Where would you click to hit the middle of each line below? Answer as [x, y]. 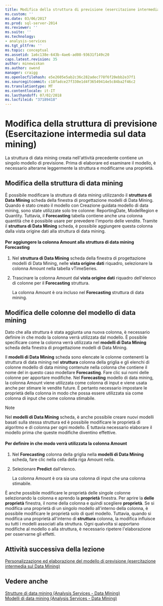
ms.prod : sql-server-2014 [31, 23]
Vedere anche [27, 581]
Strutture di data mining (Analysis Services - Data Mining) [63, 593]
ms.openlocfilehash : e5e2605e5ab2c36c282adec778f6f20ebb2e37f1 [70, 77]
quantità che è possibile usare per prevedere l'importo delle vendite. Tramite [81, 221]
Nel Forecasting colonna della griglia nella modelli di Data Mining [78, 455]
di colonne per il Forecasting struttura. [51, 283]
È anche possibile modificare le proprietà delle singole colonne [68, 493]
